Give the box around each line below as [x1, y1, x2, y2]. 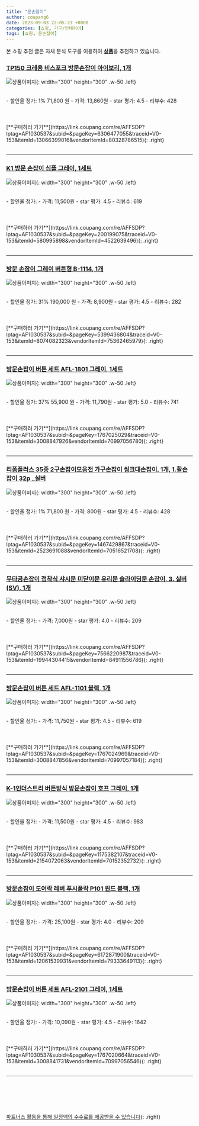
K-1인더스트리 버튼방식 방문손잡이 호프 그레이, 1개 [6, 784, 139, 793]
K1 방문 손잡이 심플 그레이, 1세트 [6, 164, 92, 172]
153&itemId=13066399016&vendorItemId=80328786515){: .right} [6, 137, 165, 144]
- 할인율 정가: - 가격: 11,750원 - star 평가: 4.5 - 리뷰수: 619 [6, 718, 142, 725]
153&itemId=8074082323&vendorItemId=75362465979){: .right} [6, 337, 164, 345]
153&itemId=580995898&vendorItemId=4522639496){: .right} [6, 237, 159, 244]
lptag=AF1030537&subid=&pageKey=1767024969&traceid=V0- [6, 750, 161, 758]
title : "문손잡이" [6, 8, 47, 15]
